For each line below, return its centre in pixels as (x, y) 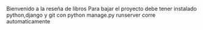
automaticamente (28, 21)
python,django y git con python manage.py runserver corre (81, 15)
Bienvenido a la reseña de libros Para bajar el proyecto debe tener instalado (102, 9)
